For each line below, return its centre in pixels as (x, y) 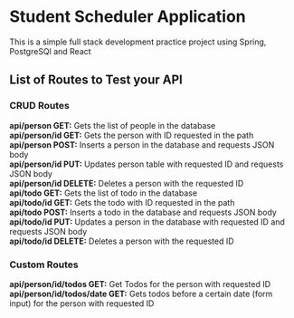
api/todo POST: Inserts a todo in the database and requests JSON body (143, 212)
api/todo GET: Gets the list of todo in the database (103, 193)
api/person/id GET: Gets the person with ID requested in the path (132, 135)
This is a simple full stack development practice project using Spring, (138, 42)
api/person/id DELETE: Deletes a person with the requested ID (127, 183)
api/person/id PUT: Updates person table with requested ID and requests (147, 164)
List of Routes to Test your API (96, 80)
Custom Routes (44, 265)
